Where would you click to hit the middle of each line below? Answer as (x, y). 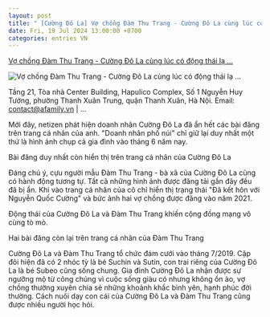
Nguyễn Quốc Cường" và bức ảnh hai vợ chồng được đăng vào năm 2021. (130, 198)
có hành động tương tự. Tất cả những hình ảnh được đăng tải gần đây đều (130, 181)
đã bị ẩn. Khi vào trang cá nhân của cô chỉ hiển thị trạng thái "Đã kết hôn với (134, 190)
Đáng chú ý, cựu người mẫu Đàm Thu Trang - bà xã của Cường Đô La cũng (132, 173)
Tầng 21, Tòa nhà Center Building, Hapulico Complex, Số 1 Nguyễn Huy (126, 92)
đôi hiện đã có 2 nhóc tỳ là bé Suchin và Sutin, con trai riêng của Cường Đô (133, 262)
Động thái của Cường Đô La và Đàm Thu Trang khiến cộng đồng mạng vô (130, 214)
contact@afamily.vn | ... (47, 109)
